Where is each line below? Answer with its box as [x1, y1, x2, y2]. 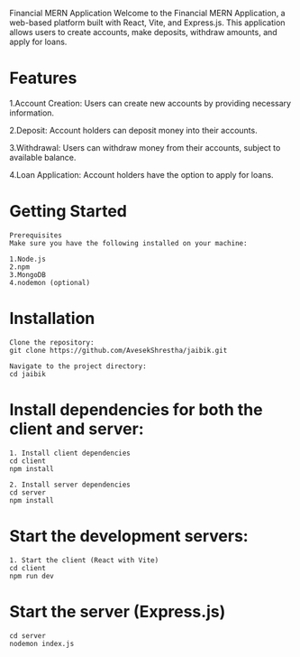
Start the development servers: [9, 525, 250, 546]
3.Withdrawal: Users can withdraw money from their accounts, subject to [9, 142, 281, 153]
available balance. [9, 152, 77, 162]
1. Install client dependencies [9, 449, 131, 458]
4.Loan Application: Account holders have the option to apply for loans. [9, 169, 274, 180]
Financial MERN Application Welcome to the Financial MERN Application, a [9, 8, 286, 18]
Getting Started [9, 201, 128, 222]
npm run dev [9, 571, 54, 580]
